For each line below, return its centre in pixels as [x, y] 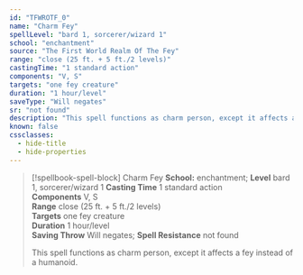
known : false [34, 127]
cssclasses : [32, 135]
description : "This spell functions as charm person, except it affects [149, 118]
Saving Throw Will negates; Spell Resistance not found [135, 234]
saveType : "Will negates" [58, 101]
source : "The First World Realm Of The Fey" [94, 51]
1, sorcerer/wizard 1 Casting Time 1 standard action [127, 187]
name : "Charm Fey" [44, 26]
